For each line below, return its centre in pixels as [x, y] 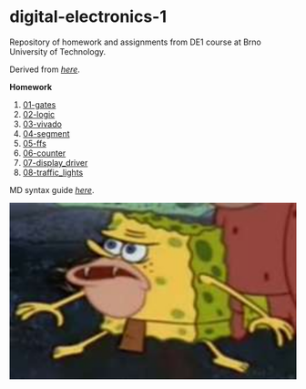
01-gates [39, 104]
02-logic [39, 114]
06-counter [44, 153]
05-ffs [35, 143]
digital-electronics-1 [88, 17]
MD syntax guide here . [52, 189]
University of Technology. [58, 51]
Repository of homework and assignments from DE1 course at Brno [136, 42]
